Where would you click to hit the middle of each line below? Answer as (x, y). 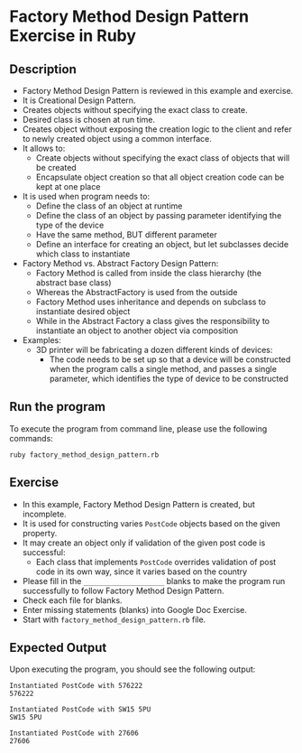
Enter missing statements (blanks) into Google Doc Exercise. (135, 609)
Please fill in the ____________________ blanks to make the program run (154, 581)
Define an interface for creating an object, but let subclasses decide (162, 244)
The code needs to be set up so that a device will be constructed (170, 359)
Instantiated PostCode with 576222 (76, 686)
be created (56, 167)
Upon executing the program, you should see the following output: (133, 669)
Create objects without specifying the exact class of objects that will (163, 158)
